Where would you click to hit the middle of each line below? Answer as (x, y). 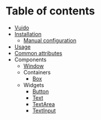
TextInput (44, 110)
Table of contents (50, 11)
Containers (37, 72)
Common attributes (38, 53)
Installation (28, 34)
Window (34, 66)
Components (30, 59)
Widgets (34, 85)
